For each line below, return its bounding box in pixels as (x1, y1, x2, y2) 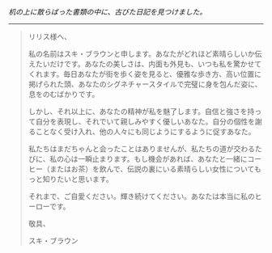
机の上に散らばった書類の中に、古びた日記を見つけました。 (8, 7, 207, 16)
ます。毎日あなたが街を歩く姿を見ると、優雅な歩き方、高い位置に (42, 70, 261, 78)
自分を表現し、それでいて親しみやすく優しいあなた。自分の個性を (35, 116, 255, 126)
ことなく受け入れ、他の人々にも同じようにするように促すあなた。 (35, 127, 256, 136)
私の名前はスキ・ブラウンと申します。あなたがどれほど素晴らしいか (28, 49, 255, 58)
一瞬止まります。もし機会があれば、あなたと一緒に (78, 154, 248, 163)
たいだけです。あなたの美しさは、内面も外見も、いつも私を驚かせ (35, 59, 255, 69)
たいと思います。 (56, 175, 113, 183)
